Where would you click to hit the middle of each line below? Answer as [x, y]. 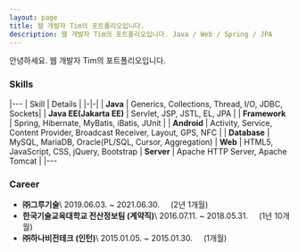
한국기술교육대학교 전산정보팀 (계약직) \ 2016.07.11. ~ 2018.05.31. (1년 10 [152, 215]
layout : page [33, 17]
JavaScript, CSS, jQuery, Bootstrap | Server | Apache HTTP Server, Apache [148, 151]
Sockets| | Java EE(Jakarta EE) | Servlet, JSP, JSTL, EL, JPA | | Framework [148, 113]
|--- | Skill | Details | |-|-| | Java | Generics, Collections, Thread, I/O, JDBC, [146, 104]
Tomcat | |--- [33, 161]
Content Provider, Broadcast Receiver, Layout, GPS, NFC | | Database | [140, 132]
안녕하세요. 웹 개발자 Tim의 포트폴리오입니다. [88, 61]
